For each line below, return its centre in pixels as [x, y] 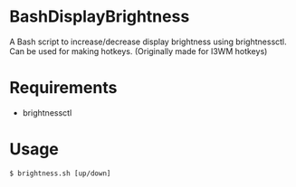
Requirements [63, 88]
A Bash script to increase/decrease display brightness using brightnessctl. [148, 42]
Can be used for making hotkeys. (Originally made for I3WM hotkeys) [138, 51]
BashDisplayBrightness [100, 17]
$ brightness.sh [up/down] [60, 173]
